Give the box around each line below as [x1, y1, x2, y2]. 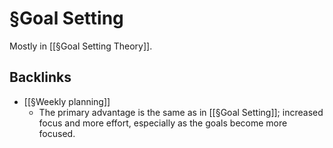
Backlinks [9, 69, 72, 86]
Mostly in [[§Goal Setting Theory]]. [9, 40, 153, 52]
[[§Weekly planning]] [23, 95, 111, 107]
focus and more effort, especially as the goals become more [38, 117, 288, 129]
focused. [38, 127, 76, 139]
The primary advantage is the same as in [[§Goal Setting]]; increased [38, 106, 324, 118]
